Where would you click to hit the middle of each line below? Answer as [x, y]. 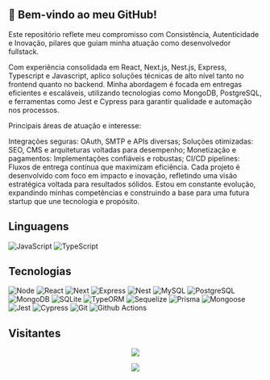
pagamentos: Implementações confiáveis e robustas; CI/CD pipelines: [124, 158]
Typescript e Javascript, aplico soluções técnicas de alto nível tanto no [126, 75]
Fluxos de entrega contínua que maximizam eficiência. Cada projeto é [124, 167]
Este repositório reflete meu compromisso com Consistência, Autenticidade [134, 34]
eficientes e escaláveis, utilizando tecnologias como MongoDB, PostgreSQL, [135, 93]
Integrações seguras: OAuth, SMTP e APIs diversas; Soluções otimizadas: [131, 141]
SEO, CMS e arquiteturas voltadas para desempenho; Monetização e [122, 149]
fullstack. [23, 51]
